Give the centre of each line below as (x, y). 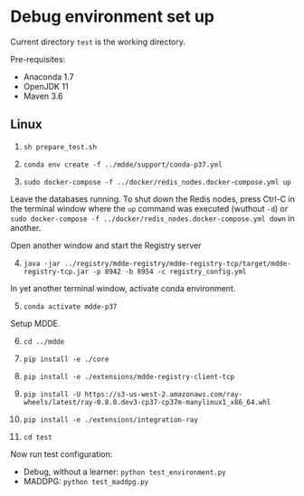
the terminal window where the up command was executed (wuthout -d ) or (149, 208)
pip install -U (52, 394)
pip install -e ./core (66, 359)
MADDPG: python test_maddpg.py (86, 481)
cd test (38, 437)
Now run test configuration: (62, 453)
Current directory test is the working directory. (98, 42)
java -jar (42, 263)
